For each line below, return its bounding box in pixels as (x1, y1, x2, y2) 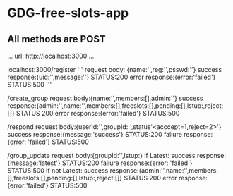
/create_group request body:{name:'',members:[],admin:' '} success (7, 94, 203, 102)
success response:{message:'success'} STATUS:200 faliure (7, 130, 182, 138)
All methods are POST (7, 33, 106, 45)
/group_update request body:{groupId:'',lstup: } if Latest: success (7, 152, 196, 159)
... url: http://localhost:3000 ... (7, 51, 95, 60)
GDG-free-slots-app (7, 5, 129, 21)
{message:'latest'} (7, 159, 61, 167)
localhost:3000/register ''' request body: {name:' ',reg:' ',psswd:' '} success (7, 66, 222, 73)
